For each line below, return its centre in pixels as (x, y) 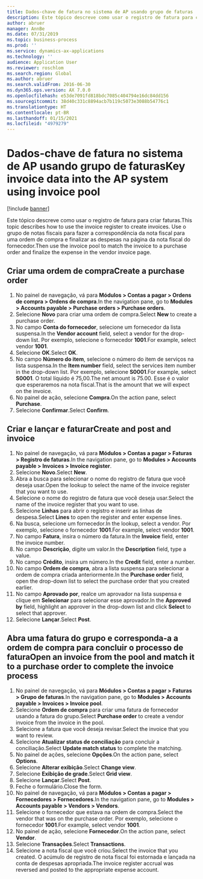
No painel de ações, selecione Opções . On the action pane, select (97, 754)
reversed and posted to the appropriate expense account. (87, 869)
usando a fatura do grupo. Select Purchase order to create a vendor (100, 716)
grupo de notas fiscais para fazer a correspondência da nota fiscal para (96, 233)
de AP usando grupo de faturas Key (96, 166)
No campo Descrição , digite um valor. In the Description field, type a (101, 549)
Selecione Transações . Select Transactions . (70, 844)
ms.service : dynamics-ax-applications (55, 51)
